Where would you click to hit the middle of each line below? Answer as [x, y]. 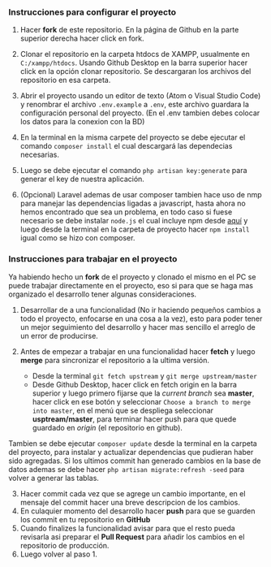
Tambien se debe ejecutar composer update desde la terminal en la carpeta [133, 443]
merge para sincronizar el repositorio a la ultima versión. [114, 360]
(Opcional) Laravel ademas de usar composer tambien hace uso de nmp [141, 195]
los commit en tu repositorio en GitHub [85, 519]
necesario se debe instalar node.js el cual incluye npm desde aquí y [134, 221]
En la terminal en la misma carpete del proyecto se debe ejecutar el [133, 137]
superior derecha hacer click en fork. [82, 38]
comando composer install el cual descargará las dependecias [126, 146]
